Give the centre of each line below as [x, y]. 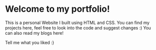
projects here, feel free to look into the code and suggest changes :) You [78, 27]
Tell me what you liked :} [30, 42]
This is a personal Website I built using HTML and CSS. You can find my [78, 23]
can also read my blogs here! [34, 33]
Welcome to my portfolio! [57, 9]
